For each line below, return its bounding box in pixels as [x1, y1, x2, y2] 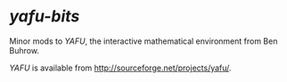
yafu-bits [9, 6, 80, 27]
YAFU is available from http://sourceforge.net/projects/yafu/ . [9, 62, 232, 73]
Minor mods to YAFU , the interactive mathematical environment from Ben [9, 36, 278, 46]
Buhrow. [9, 45, 40, 55]
